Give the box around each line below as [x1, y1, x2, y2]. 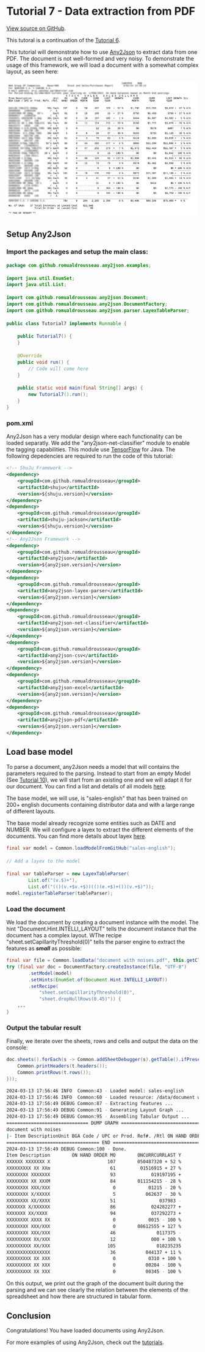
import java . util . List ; [6, 282, 67, 288]
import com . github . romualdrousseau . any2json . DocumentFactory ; [6, 301, 168, 308]
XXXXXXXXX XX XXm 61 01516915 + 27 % [6, 1165, 182, 1171]
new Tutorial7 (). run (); [28, 391, 88, 398]
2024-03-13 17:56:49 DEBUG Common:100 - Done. [6, 1146, 127, 1152]
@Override [17, 353, 43, 359]
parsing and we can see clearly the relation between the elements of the [6, 1286, 189, 1294]
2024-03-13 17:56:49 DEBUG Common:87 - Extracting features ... [6, 1101, 173, 1107]
